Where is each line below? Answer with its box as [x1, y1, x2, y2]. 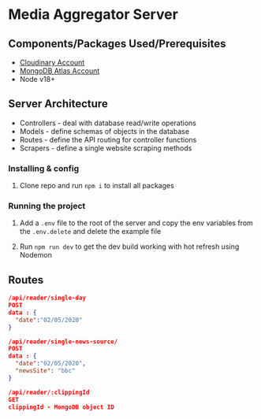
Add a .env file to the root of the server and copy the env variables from [19, 218, 254, 228]
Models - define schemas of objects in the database [19, 126, 190, 135]
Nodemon [19, 250, 53, 260]
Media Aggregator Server [8, 6, 179, 24]
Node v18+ [19, 75, 55, 83]
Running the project [8, 201, 86, 212]
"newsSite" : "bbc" [15, 367, 76, 375]
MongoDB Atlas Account [19, 66, 100, 76]
